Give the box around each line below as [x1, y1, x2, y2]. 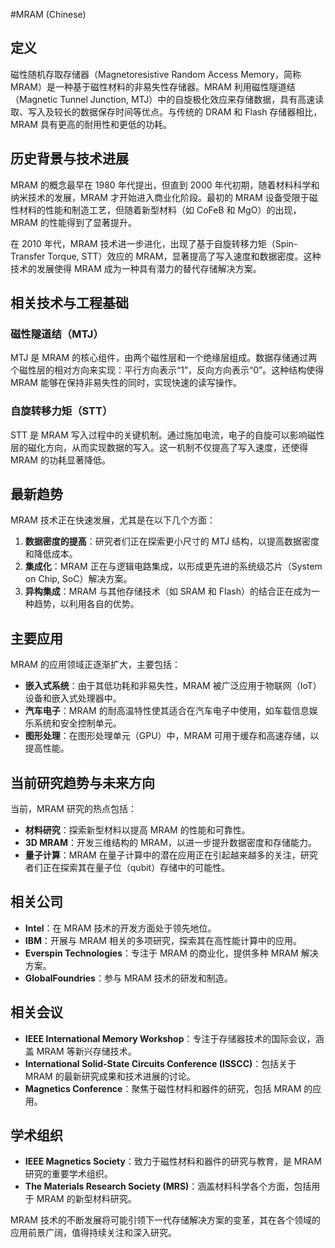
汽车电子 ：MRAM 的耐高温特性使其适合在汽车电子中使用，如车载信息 [24, 705, 310, 717]
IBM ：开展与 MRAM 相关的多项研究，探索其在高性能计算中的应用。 [24, 934, 302, 946]
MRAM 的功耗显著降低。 [10, 454, 111, 466]
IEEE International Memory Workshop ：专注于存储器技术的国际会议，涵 [24, 1032, 325, 1044]
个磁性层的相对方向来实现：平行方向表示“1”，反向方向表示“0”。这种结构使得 [10, 364, 325, 376]
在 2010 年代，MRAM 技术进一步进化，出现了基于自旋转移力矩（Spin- [10, 237, 298, 249]
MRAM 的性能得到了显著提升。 [10, 216, 137, 228]
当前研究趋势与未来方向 [10, 774, 155, 791]
